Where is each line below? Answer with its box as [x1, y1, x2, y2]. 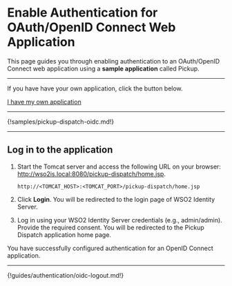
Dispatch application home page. [17, 230, 112, 239]
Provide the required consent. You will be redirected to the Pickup [17, 223, 205, 231]
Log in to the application [7, 144, 113, 156]
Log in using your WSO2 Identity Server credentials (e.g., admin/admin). [17, 216, 222, 224]
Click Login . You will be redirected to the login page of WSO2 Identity [17, 195, 215, 203]
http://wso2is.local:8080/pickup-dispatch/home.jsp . [17, 169, 166, 178]
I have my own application [7, 97, 81, 106]
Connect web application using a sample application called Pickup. [7, 64, 200, 73]
